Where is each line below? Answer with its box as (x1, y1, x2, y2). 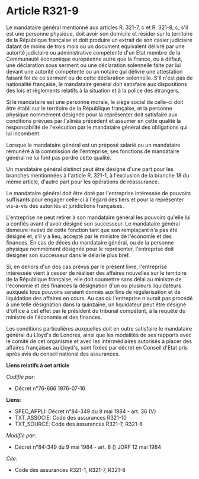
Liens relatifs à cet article (6, 361, 70, 369)
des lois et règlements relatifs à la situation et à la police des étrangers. (6, 87, 179, 94)
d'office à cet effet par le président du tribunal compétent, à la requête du (6, 307, 186, 314)
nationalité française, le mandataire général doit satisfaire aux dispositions (6, 80, 188, 87)
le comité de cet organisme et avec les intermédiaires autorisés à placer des (6, 337, 192, 345)
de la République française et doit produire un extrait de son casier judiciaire (6, 36, 192, 43)
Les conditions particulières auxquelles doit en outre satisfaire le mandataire (6, 325, 192, 332)
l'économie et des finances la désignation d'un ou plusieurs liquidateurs (6, 282, 182, 289)
